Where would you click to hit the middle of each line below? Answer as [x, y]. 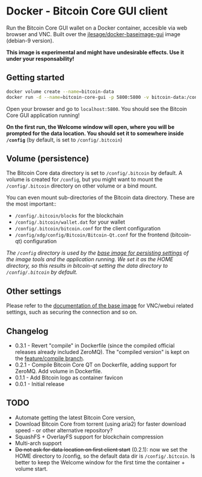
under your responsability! [40, 58]
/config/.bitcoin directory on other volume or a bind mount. [82, 186]
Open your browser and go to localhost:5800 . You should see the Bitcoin [97, 109]
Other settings [34, 291]
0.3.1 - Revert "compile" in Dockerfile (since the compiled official [95, 346]
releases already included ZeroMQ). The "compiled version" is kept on [102, 352]
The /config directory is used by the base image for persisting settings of [98, 253]
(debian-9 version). [30, 40]
